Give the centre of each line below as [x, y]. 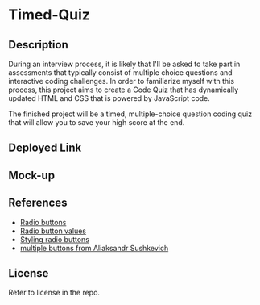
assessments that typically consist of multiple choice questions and [120, 73]
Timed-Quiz [50, 15]
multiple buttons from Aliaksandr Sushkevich [94, 248]
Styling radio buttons [55, 239]
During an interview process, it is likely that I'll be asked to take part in [124, 64]
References [38, 203]
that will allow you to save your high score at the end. [97, 122]
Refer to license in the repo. [54, 293]
